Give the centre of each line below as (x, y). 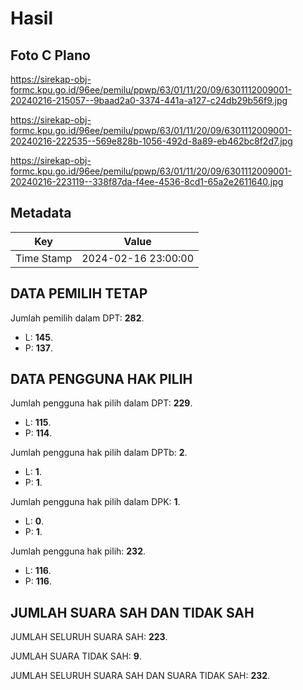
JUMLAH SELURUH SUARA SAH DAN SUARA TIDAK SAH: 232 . (140, 676)
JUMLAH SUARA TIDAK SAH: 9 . (76, 656)
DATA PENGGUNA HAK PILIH (101, 379)
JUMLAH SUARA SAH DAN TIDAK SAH (132, 612)
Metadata (41, 213)
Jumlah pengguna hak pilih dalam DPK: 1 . (95, 502)
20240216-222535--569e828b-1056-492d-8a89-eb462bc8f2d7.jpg (151, 141)
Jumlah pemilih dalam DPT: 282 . (77, 318)
